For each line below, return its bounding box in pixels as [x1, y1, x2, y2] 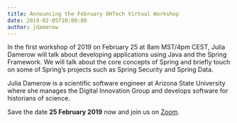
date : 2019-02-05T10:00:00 [7, 17, 87, 24]
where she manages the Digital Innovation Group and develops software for [7, 86, 228, 95]
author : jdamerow [7, 23, 59, 30]
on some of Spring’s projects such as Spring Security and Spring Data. [7, 65, 214, 74]
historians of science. [7, 94, 71, 102]
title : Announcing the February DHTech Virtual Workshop [7, 10, 180, 18]
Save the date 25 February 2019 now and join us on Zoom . [7, 107, 180, 117]
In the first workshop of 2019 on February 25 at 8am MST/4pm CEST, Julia [7, 43, 226, 52]
